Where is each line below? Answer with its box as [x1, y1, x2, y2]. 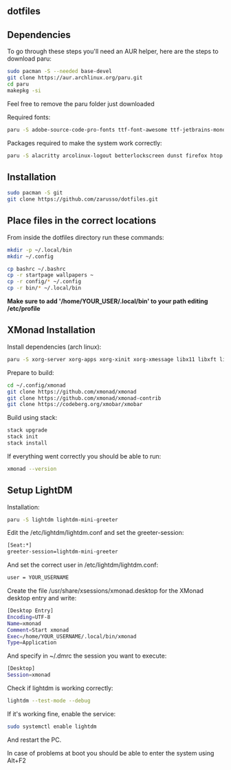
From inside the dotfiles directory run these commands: [7, 233, 164, 241]
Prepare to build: [7, 368, 54, 376]
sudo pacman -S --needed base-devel [7, 68, 112, 75]
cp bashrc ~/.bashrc [7, 265, 67, 272]
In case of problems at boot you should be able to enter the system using [7, 749, 214, 757]
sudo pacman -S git [7, 190, 63, 196]
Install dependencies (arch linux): [7, 343, 102, 351]
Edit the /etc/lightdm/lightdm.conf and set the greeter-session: [7, 529, 184, 537]
